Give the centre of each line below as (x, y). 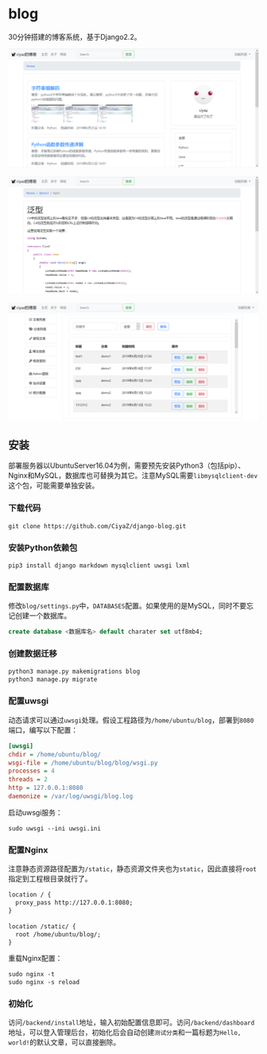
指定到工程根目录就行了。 (50, 879)
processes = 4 (32, 771)
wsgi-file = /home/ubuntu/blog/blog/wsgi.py (83, 763)
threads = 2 (28, 780)
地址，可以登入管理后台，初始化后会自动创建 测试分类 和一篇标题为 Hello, (125, 1033)
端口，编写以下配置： (43, 729)
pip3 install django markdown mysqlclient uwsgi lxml (99, 566)
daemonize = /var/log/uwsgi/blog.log (71, 796)
